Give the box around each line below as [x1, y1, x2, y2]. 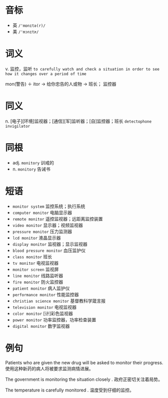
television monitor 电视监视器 [12, 304, 77, 310]
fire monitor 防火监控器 [12, 278, 63, 285]
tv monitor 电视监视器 [12, 260, 59, 266]
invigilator [5, 124, 30, 129]
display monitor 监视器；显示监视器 [12, 241, 88, 247]
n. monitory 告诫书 [12, 166, 51, 172]
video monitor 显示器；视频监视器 [12, 222, 83, 228]
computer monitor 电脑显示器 [12, 209, 72, 215]
